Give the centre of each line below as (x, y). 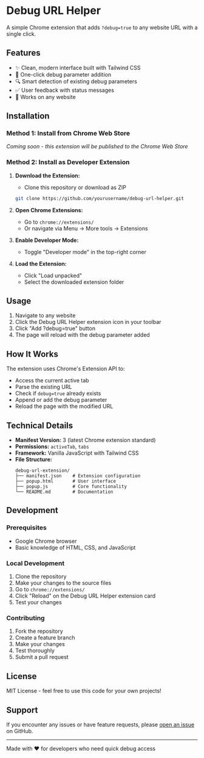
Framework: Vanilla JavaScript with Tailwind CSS (77, 453)
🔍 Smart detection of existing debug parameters (76, 81)
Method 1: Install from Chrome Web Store (68, 133)
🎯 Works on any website (45, 97)
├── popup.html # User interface (66, 481)
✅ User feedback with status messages (64, 90)
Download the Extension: (47, 175)
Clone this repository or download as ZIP (75, 187)
